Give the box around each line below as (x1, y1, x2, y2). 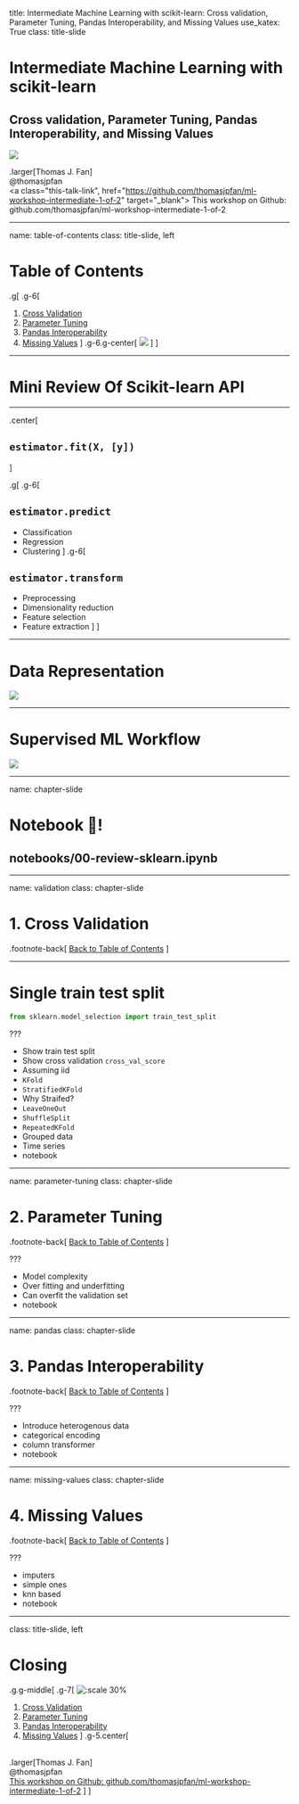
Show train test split (21, 1045, 95, 1056)
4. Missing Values (9, 1506, 144, 1526)
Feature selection (21, 612, 86, 622)
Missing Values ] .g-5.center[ (21, 1730, 129, 1741)
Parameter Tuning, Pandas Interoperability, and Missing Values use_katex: (9, 17, 280, 28)
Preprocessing (21, 593, 77, 604)
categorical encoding (21, 1429, 101, 1440)
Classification (21, 526, 73, 538)
